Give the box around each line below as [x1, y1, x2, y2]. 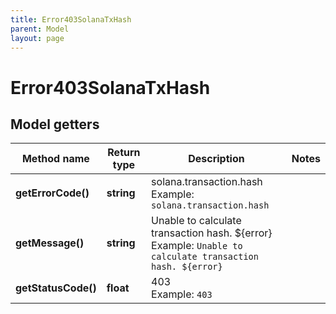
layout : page [10, 33, 65, 43]
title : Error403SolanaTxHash [10, 14, 132, 25]
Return [107, 146, 141, 160]
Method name [21, 152, 90, 166]
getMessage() [15, 236, 85, 250]
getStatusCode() [15, 281, 97, 295]
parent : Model [10, 24, 70, 34]
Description [188, 152, 245, 166]
